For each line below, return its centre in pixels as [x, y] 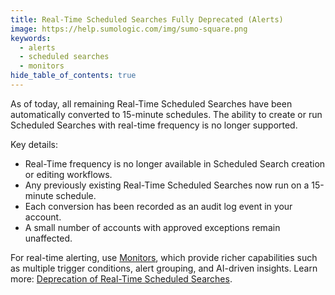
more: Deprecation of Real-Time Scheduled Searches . [121, 278]
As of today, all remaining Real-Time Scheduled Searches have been [151, 103]
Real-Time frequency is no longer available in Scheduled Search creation [175, 163]
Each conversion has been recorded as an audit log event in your [158, 206]
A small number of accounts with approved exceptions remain [152, 227]
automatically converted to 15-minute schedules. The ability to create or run [166, 114]
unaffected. [48, 238]
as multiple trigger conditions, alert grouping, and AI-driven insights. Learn [164, 268]
